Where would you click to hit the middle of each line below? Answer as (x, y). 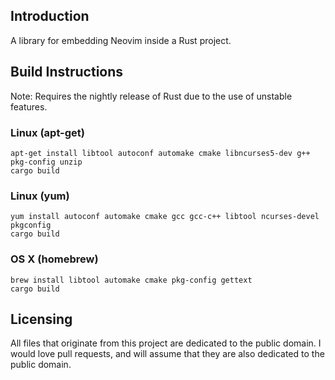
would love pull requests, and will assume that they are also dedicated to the (167, 354)
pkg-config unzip (46, 162)
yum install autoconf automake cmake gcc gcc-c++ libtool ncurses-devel (165, 217)
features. (29, 106)
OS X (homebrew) (54, 259)
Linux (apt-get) (48, 132)
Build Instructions (67, 72)
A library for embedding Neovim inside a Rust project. (121, 40)
